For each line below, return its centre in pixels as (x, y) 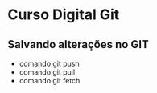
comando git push (49, 63)
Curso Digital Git (64, 15)
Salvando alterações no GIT (78, 44)
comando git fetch (50, 81)
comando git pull (47, 72)
